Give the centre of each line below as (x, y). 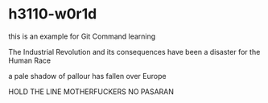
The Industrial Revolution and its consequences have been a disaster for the (134, 51)
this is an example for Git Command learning (82, 36)
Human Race (29, 60)
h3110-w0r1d (53, 14)
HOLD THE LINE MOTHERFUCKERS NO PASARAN (91, 91)
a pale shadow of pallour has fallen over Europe (87, 76)
